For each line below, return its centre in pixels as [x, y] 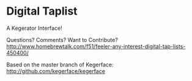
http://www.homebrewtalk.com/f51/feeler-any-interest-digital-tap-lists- [96, 46]
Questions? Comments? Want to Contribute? [62, 40]
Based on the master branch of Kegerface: [60, 65]
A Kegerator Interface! [34, 28]
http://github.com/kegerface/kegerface [56, 71]
